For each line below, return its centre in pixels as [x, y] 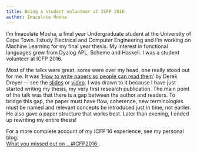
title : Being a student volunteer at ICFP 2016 [66, 11]
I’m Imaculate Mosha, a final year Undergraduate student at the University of [99, 33]
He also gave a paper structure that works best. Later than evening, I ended [98, 113]
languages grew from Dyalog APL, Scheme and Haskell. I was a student [93, 52]
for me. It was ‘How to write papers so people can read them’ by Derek [92, 76]
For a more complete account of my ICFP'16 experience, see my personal [95, 131]
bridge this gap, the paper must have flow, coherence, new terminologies [95, 101]
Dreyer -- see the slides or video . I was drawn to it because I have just [91, 82]
